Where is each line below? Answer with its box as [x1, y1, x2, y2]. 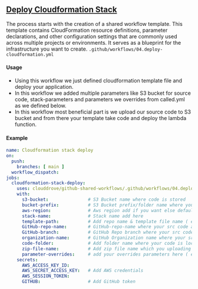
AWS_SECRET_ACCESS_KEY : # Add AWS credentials [21, 268, 144, 274]
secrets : [16, 257, 38, 263]
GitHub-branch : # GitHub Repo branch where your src [21, 230, 181, 235]
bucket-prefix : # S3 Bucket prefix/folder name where [21, 202, 183, 208]
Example [6, 134, 28, 141]
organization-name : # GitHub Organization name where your [21, 235, 186, 241]
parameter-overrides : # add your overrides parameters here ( [21, 251, 189, 257]
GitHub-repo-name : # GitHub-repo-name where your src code [21, 224, 189, 230]
